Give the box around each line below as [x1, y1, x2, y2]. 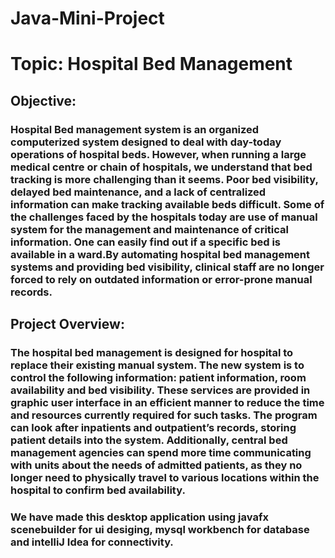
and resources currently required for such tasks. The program [10, 408, 318, 422]
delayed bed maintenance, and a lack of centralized [10, 185, 267, 199]
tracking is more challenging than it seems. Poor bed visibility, [10, 172, 319, 186]
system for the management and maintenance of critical [10, 222, 289, 236]
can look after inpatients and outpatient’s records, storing [10, 421, 297, 434]
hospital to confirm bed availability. [10, 483, 186, 497]
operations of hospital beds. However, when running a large [10, 147, 307, 161]
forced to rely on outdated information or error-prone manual [10, 272, 313, 286]
